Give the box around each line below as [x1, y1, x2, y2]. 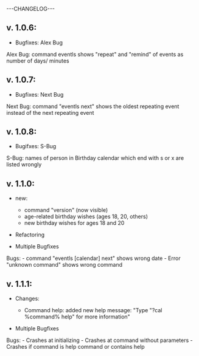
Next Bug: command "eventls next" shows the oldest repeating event [6, 103, 180, 110]
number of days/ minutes [6, 57, 69, 64]
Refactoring [15, 231, 45, 239]
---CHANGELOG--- [6, 5, 55, 12]
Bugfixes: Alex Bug [15, 39, 63, 46]
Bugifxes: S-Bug [15, 143, 57, 150]
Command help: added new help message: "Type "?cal [24, 307, 162, 314]
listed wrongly [6, 161, 42, 168]
